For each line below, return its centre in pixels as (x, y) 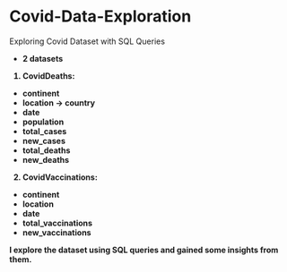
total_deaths (46, 150)
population (43, 122)
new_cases (43, 140)
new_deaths (46, 159)
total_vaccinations (57, 223)
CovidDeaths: (48, 76)
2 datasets (43, 58)
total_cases (44, 131)
